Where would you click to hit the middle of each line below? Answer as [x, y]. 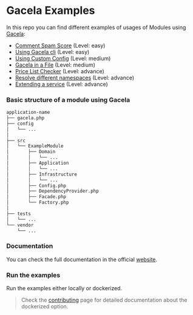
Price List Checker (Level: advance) [59, 71]
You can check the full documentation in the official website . [82, 259]
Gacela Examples [51, 11]
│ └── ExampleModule [35, 146]
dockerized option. [45, 307]
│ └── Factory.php [38, 203]
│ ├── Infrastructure [42, 174]
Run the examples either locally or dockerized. [64, 288]
